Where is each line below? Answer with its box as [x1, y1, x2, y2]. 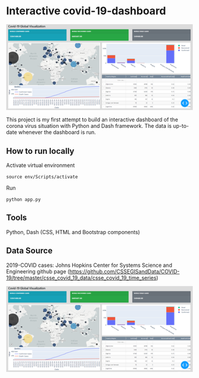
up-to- [172, 122, 190, 130]
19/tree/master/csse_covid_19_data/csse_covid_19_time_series [6, 274, 157, 281]
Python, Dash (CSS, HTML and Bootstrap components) [6, 228, 140, 235]
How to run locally [6, 146, 75, 156]
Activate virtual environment [6, 162, 75, 169]
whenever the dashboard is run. [18, 129, 97, 136]
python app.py [6, 197, 41, 203]
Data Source [6, 245, 53, 256]
